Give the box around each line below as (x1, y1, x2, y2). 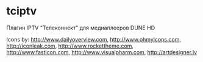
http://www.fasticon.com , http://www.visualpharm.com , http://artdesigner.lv (6, 48, 198, 55)
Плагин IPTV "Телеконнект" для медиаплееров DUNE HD (6, 24, 155, 31)
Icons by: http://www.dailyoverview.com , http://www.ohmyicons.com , (6, 36, 182, 43)
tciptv (6, 4, 37, 18)
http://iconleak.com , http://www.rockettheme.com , (6, 42, 134, 49)
